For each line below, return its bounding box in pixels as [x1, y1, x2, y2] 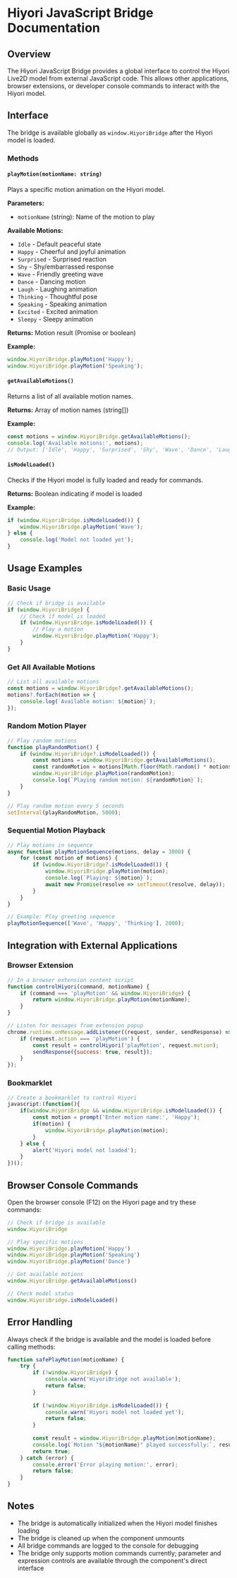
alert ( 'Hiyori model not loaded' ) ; [32, 1146, 138, 1154]
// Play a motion [32, 626, 83, 633]
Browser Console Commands [7, 1179, 139, 1191]
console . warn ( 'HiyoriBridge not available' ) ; [44, 1376, 181, 1383]
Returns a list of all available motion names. [7, 392, 133, 400]
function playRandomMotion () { [7, 744, 99, 751]
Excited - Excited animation [17, 307, 98, 315]
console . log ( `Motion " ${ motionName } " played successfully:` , [32, 1441, 217, 1448]
